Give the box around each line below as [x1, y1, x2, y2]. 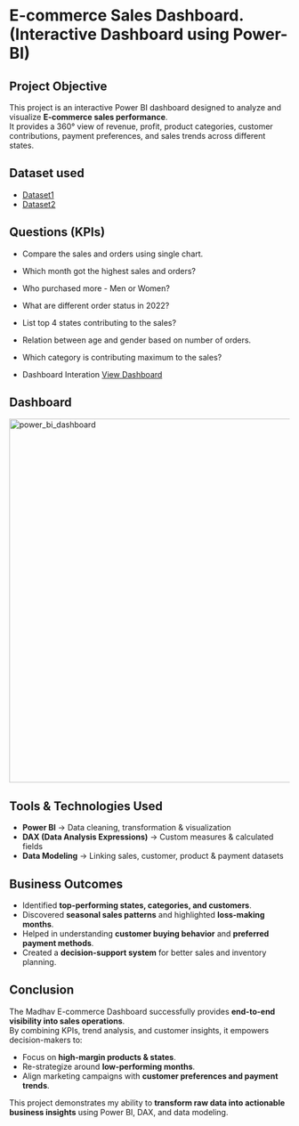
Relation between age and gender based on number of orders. [21, 335, 252, 345]
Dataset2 [21, 198, 56, 209]
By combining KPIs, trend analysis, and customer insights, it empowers [9, 1025, 270, 1035]
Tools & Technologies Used [9, 798, 163, 814]
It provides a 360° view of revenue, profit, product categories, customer [9, 121, 273, 132]
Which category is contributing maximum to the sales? [21, 352, 222, 362]
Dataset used [9, 166, 85, 181]
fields [21, 841, 43, 852]
